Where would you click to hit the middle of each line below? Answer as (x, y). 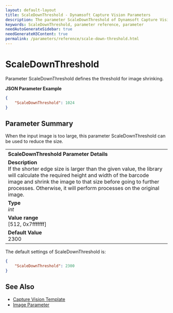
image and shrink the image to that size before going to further (84, 182)
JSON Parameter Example (33, 89)
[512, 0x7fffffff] (27, 224)
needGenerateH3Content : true (37, 34)
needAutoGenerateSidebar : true (39, 29)
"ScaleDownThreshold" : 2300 (45, 266)
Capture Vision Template (39, 299)
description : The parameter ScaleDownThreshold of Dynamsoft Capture (82, 20)
